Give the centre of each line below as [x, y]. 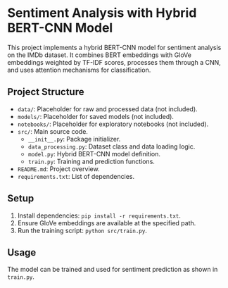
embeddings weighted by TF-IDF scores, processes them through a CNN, [114, 62]
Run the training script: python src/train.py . [82, 230]
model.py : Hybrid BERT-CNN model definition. [94, 154]
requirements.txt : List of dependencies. [76, 176]
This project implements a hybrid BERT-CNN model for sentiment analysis [114, 47]
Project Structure [46, 92]
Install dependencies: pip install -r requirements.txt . [99, 215]
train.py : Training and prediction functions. [91, 161]
